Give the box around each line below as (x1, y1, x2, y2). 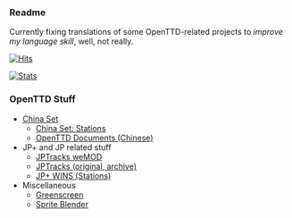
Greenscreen (35, 189, 84, 200)
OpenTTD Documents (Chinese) (35, 132, 154, 143)
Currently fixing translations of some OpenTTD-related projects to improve (9, 27, 284, 38)
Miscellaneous (21, 180, 76, 190)
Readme (9, 6, 46, 19)
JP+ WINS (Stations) (35, 170, 112, 180)
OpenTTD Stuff (9, 93, 76, 105)
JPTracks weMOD (35, 151, 103, 162)
